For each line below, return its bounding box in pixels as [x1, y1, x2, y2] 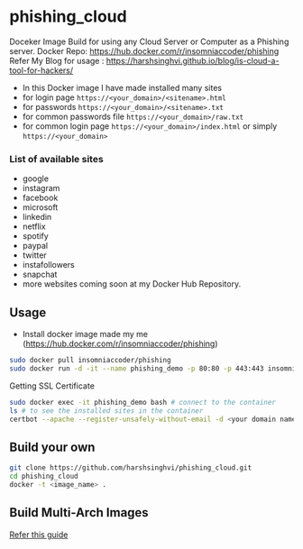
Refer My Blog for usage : [9, 55, 105, 66]
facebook [22, 192, 59, 204]
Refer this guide [9, 529, 69, 540]
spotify [22, 231, 50, 242]
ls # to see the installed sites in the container [9, 406, 204, 416]
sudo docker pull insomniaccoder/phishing [9, 356, 171, 365]
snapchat [22, 269, 58, 280]
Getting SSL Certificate [9, 380, 95, 391]
